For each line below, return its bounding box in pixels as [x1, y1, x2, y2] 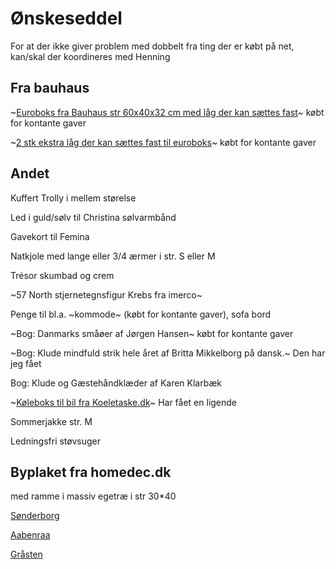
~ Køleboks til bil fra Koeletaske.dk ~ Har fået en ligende [10, 396, 238, 408]
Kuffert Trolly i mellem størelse [10, 192, 137, 204]
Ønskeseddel [10, 7, 123, 30]
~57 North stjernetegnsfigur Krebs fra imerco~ [10, 288, 203, 301]
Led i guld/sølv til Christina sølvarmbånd [10, 211, 177, 223]
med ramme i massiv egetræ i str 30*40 [10, 490, 177, 502]
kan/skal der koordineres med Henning [10, 50, 171, 62]
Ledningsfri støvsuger [10, 435, 101, 447]
